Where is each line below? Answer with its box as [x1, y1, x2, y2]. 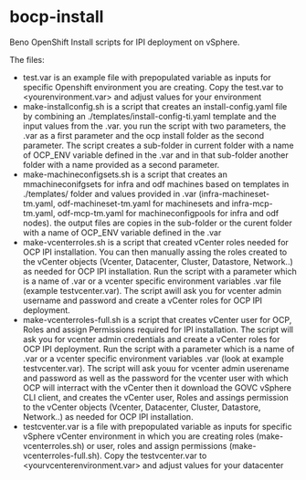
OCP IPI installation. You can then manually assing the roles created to [22, 246, 288, 257]
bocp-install [9, 6, 104, 27]
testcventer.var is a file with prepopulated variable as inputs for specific [22, 421, 292, 432]
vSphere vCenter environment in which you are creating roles [22, 431, 255, 442]
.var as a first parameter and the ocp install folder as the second [22, 130, 265, 141]
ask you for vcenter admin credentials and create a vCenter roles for [22, 333, 280, 344]
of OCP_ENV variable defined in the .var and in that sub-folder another [22, 149, 290, 161]
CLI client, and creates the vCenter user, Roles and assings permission [22, 391, 290, 402]
